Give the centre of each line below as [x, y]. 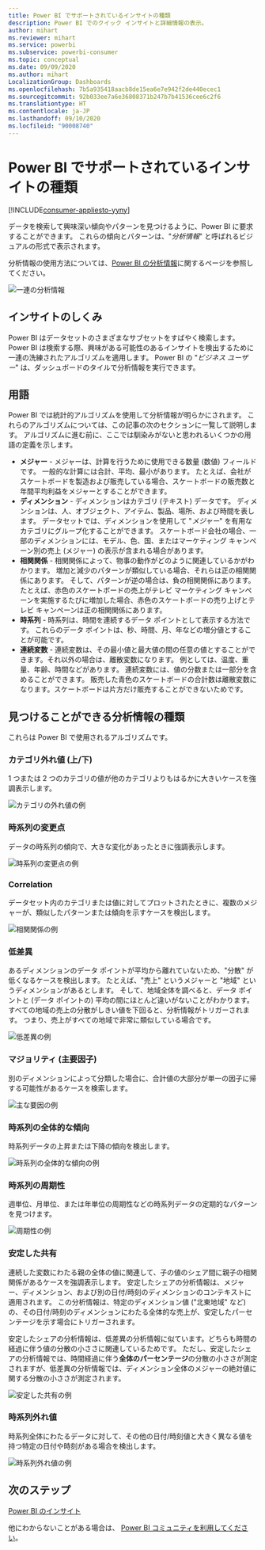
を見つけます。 [32, 1214]
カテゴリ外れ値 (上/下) [50, 760]
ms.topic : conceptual [44, 60]
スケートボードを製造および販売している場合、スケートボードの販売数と [137, 482]
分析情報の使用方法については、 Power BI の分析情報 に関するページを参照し [131, 263]
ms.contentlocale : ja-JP [49, 112]
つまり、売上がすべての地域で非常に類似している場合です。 [119, 1020]
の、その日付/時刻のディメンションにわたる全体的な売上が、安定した [120, 1312]
